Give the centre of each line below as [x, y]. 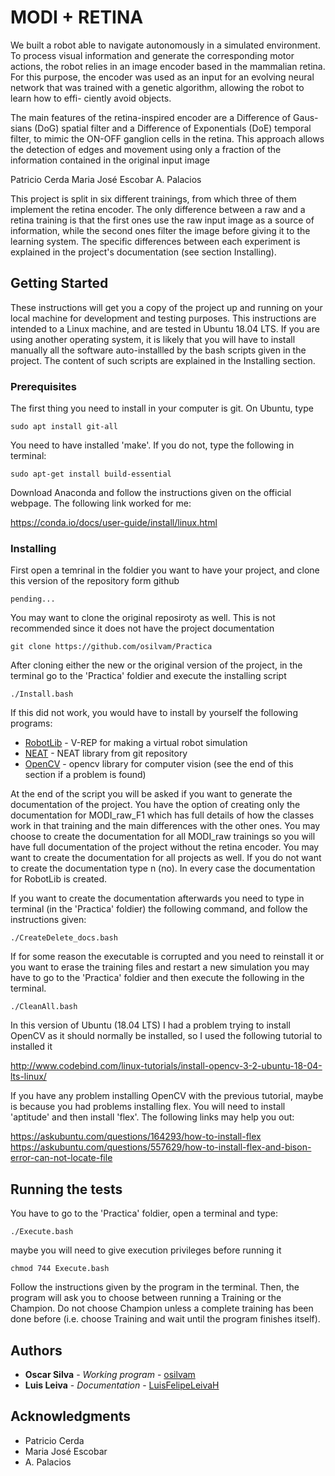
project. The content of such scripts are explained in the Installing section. [163, 360]
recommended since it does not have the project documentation [142, 628]
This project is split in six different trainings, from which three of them [153, 198]
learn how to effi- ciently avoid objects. [91, 98]
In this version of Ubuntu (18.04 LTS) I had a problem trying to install [150, 1025]
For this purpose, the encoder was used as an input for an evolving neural [162, 77]
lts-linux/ [28, 1077]
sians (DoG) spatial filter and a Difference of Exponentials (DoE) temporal [161, 128]
